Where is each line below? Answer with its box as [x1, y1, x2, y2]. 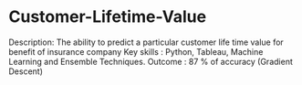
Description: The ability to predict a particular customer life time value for [8, 37, 284, 48]
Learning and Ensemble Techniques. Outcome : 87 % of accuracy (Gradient [8, 56, 293, 67]
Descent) [8, 66, 43, 77]
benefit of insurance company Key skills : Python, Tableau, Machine [8, 46, 264, 57]
